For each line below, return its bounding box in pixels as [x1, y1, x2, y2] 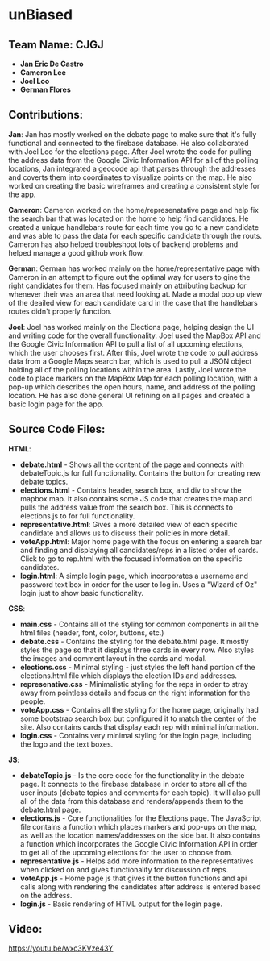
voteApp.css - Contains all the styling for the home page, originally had [19, 705, 260, 714]
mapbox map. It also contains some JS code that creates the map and [19, 493, 252, 503]
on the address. [19, 890, 73, 900]
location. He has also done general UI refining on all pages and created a [8, 390, 251, 400]
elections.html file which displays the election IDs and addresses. [19, 671, 238, 680]
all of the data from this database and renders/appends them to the [19, 796, 244, 805]
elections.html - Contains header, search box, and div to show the [19, 485, 242, 495]
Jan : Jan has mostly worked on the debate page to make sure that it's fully [8, 129, 257, 139]
